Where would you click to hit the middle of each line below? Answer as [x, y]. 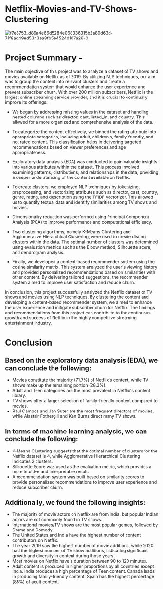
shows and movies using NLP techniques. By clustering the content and [77, 297]
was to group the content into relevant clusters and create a [65, 81]
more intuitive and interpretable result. [50, 471]
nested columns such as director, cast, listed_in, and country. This [78, 117]
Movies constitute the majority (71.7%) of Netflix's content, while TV [80, 380]
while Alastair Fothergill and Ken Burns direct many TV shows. [74, 416]
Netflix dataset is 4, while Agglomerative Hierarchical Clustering [76, 456]
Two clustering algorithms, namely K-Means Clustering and [72, 231]
